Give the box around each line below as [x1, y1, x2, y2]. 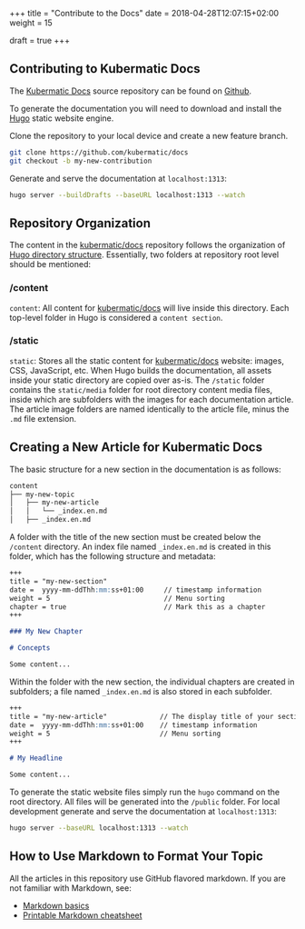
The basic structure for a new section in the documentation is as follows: [9, 464, 281, 474]
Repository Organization [9, 215, 152, 231]
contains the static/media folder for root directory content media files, [9, 384, 273, 395]
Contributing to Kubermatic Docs [9, 61, 202, 76]
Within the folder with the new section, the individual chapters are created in [9, 676, 295, 687]
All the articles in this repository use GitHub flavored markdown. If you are [9, 873, 286, 884]
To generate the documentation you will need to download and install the [9, 103, 282, 114]
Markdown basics [22, 900, 90, 911]
